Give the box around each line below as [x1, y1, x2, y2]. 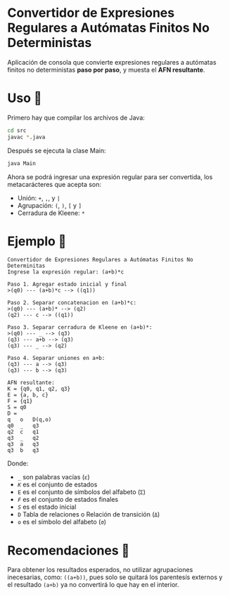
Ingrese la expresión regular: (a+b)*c [7, 268, 124, 276]
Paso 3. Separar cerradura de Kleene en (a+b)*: [7, 324, 153, 331]
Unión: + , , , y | [17, 193, 60, 202]
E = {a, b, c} [7, 391, 49, 399]
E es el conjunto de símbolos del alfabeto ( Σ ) [17, 488, 146, 496]
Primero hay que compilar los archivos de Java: [7, 113, 146, 122]
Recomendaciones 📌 [7, 543, 130, 558]
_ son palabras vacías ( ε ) [17, 473, 90, 481]
